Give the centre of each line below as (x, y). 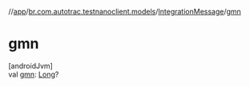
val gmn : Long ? (34, 74)
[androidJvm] (31, 65)
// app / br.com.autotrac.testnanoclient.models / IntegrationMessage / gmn (125, 12)
